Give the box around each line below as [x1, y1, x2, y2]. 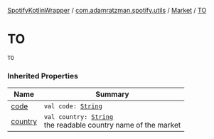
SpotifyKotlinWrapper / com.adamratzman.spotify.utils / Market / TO [7, 6, 207, 14]
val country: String [43, 113, 114, 121]
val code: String [43, 103, 103, 110]
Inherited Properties [7, 71, 78, 81]
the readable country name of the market [43, 120, 181, 130]
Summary [95, 89, 129, 99]
